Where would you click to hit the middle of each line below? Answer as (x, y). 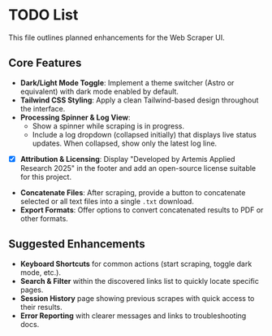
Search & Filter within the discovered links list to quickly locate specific (140, 281)
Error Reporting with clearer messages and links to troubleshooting (133, 316)
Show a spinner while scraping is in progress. (108, 126)
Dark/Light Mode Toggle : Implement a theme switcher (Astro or (127, 82)
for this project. (45, 177)
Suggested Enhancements (77, 244)
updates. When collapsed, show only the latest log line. (125, 143)
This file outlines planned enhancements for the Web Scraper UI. (117, 37)
